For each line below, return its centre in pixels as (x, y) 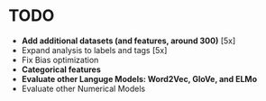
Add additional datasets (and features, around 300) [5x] (128, 41)
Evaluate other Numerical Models (83, 88)
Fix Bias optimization (60, 60)
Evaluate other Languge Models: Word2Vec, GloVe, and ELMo (139, 78)
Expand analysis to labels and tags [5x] (94, 50)
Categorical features (61, 69)
